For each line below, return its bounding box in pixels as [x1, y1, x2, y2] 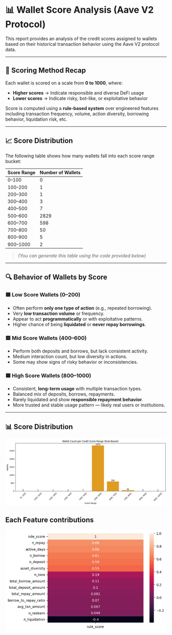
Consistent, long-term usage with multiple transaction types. [12, 386, 142, 392]
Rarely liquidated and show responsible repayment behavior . [12, 397, 143, 403]
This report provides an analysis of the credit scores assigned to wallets [5, 35, 157, 42]
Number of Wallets [39, 170, 81, 176]
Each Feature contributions [5, 516, 94, 525]
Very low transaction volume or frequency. [12, 310, 105, 316]
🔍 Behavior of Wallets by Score [5, 273, 107, 282]
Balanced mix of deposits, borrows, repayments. [12, 391, 115, 397]
